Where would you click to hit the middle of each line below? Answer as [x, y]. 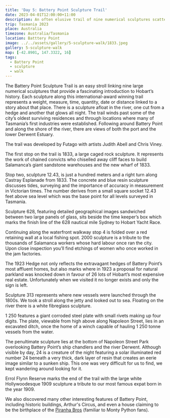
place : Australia [24, 29]
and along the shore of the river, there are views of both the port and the [81, 129]
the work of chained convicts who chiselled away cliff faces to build [76, 159]
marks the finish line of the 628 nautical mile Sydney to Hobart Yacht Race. [83, 222]
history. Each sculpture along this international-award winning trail [74, 97]
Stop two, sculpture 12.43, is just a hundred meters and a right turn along [81, 175]
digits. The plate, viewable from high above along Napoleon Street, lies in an [85, 321]
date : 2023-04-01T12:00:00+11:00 [40, 15]
